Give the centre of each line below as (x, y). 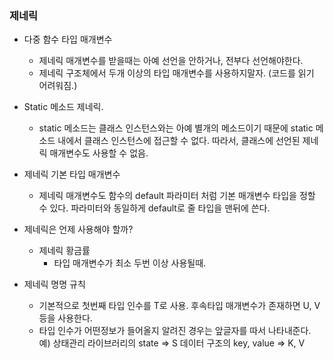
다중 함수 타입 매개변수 (68, 39)
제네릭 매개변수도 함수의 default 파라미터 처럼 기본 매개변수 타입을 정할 (177, 196)
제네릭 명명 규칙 (54, 284)
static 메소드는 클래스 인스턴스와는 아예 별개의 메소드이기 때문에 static (176, 128)
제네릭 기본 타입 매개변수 (72, 174)
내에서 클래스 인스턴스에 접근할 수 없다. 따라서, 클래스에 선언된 (179, 141)
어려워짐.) (58, 86)
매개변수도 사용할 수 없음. (99, 153)
